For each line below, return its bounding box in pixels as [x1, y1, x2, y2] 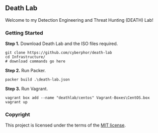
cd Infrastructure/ [5, 54, 46, 60]
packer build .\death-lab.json [5, 77, 70, 82]
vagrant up [5, 100, 28, 105]
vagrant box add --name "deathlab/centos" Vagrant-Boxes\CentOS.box [5, 95, 150, 100]
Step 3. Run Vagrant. [5, 86, 48, 92]
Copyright [5, 111, 30, 118]
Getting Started [5, 29, 43, 36]
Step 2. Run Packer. [5, 68, 46, 74]
